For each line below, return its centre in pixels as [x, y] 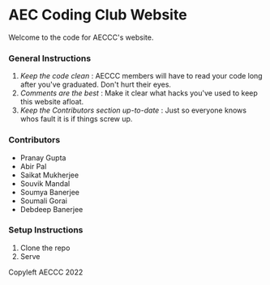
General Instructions [50, 58]
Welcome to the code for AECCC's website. [81, 37]
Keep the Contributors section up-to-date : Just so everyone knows [133, 110]
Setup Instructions [46, 230]
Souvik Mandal [45, 183]
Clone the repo [45, 248]
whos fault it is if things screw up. [76, 119]
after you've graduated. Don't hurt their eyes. [96, 85]
